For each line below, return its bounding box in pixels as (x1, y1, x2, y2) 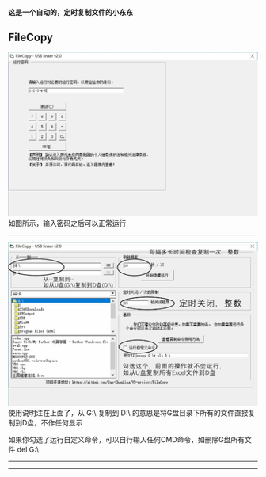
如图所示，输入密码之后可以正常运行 (8, 218, 127, 227)
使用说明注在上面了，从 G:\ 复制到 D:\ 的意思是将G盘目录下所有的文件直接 (8, 408, 249, 418)
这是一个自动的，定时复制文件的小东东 (8, 7, 133, 17)
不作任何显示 (40, 418, 83, 427)
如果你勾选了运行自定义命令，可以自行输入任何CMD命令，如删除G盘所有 (8, 434, 245, 444)
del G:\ (17, 445, 40, 454)
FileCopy (8, 30, 54, 44)
